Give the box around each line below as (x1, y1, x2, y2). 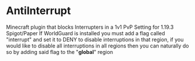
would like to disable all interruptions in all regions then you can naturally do (6, 42, 189, 49)
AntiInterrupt (6, 4, 71, 18)
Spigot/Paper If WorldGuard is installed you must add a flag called (6, 29, 165, 36)
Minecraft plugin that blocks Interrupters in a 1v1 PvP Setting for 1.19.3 (6, 23, 174, 30)
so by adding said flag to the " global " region (6, 48, 113, 55)
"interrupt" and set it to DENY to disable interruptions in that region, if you (6, 36, 184, 43)
